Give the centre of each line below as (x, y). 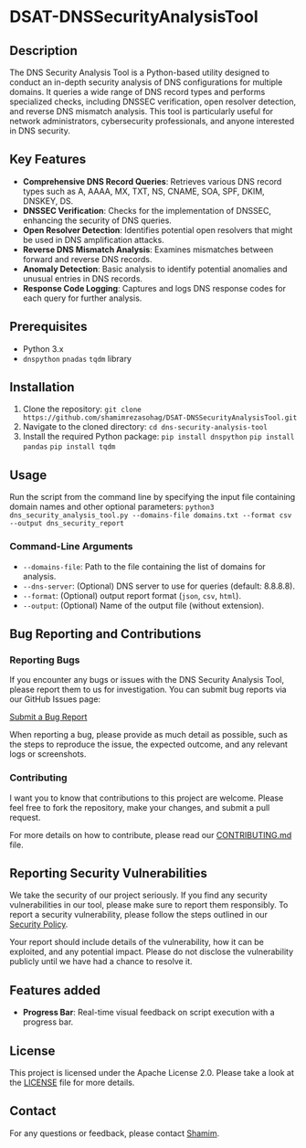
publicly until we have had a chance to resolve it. (101, 962)
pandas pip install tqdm (69, 447)
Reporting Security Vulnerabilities (109, 873)
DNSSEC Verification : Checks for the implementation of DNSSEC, (147, 210)
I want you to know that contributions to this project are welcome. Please (147, 798)
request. (25, 817)
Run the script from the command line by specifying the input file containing (153, 497)
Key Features (48, 159)
